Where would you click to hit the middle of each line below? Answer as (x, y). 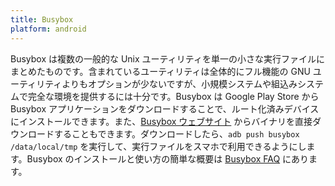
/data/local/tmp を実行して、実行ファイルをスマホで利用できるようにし (158, 146)
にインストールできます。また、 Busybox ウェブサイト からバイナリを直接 (161, 121)
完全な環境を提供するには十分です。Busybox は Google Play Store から (173, 96)
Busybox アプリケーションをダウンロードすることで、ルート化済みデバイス (165, 108)
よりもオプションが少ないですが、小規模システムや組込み (179, 83)
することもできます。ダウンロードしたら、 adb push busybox (176, 133)
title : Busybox (42, 19)
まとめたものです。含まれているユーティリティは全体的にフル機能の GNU (160, 71)
